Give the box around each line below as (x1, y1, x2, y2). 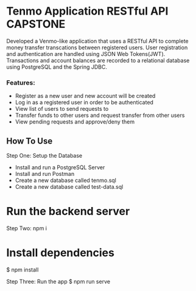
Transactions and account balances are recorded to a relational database (6, 57, 190, 64)
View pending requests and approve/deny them (15, 118, 135, 125)
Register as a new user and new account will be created (15, 93, 156, 100)
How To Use (6, 136, 53, 146)
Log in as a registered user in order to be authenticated (15, 99, 154, 106)
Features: (6, 78, 35, 86)
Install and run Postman (15, 170, 75, 178)
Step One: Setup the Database (6, 152, 83, 160)
